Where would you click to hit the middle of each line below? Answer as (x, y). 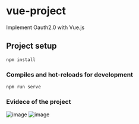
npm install (21, 60)
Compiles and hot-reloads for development (70, 74)
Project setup (32, 46)
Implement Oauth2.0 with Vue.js (45, 27)
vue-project (36, 11)
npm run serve (24, 87)
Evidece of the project (39, 101)
